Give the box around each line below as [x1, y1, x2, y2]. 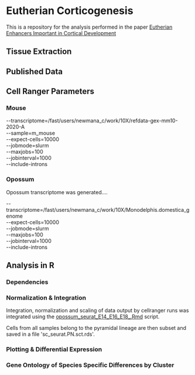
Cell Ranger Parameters [6, 87, 95, 97]
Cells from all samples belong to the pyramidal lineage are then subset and [6, 325, 186, 332]
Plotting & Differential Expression [6, 345, 102, 353]
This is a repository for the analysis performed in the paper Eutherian [6, 23, 173, 30]
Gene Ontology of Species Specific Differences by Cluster [6, 361, 175, 369]
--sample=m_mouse [6, 130, 56, 137]
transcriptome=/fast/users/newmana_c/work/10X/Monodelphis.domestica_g [6, 206, 190, 213]
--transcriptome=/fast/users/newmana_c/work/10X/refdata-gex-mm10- [6, 117, 178, 124]
